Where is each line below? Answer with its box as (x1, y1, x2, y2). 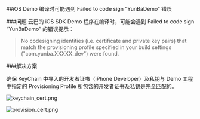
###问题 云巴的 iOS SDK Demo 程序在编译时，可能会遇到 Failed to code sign (6, 18, 195, 25)
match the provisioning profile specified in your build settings (20, 44, 172, 51)
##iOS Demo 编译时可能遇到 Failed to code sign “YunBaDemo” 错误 (6, 5, 172, 12)
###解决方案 (6, 62, 38, 69)
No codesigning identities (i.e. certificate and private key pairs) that (20, 38, 187, 44)
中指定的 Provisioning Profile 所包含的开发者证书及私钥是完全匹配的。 (6, 83, 177, 90)
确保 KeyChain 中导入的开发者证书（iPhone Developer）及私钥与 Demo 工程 (6, 75, 193, 82)
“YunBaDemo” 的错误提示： (6, 26, 75, 32)
